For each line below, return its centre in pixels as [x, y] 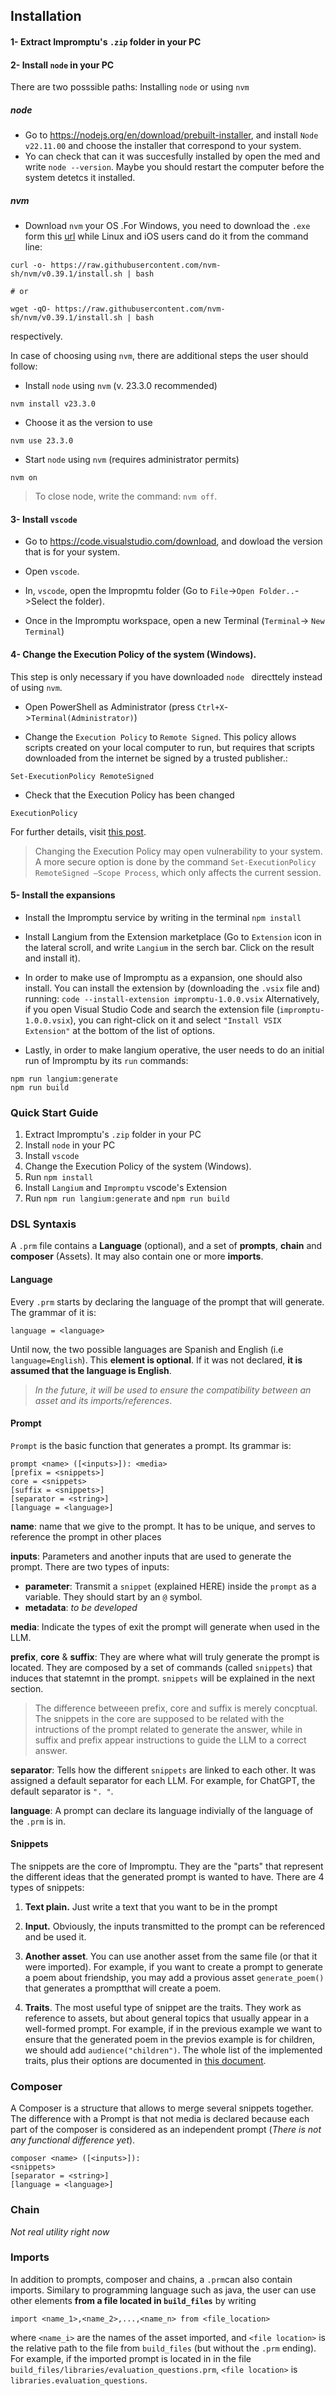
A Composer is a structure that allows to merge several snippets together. [162, 2108]
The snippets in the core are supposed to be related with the [159, 1718]
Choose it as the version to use [88, 423]
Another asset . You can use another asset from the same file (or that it [171, 1956]
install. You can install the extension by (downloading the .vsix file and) [172, 988]
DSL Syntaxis [43, 1224]
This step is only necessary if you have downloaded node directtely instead [166, 676]
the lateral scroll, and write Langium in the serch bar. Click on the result [169, 947]
